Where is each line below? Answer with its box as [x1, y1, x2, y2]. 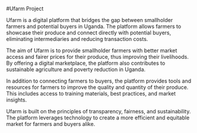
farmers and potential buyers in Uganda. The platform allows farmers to [6, 23, 182, 30]
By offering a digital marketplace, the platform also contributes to [6, 59, 166, 66]
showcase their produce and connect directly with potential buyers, [6, 29, 171, 36]
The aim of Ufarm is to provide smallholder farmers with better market [6, 47, 177, 54]
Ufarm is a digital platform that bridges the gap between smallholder [6, 17, 173, 23]
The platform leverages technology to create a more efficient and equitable [6, 114, 190, 121]
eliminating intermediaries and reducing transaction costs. [6, 36, 148, 42]
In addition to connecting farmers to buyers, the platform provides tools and [6, 77, 192, 84]
